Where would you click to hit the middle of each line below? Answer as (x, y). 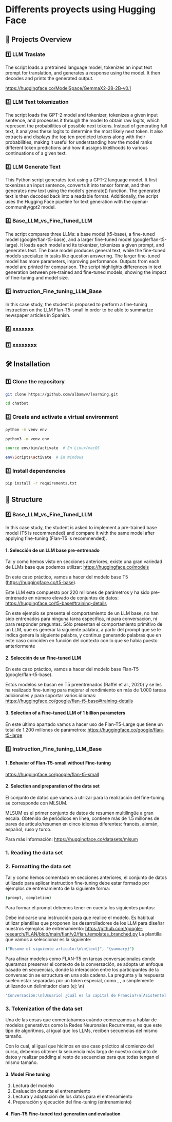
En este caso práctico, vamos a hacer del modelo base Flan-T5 (72, 669)
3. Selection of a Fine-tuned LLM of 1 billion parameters (65, 713)
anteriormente (20, 646)
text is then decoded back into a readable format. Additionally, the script (82, 196)
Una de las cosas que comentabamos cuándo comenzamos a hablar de (81, 1020)
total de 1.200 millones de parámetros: (46, 730)
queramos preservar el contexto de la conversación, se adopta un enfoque (84, 964)
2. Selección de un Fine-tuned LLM (43, 658)
